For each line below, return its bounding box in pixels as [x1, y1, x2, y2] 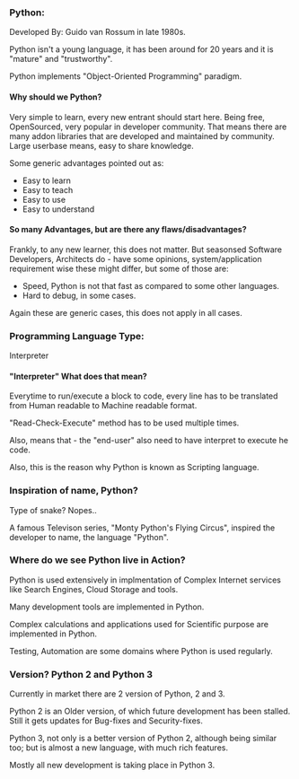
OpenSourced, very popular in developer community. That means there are [9, 121, 287, 132]
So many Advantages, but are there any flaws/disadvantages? [9, 224, 247, 235]
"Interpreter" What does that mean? [9, 371, 148, 381]
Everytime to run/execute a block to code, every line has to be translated [9, 390, 278, 401]
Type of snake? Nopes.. [9, 504, 97, 515]
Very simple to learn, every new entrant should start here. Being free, [9, 111, 265, 122]
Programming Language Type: [9, 329, 145, 342]
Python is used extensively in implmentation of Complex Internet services [9, 574, 281, 585]
